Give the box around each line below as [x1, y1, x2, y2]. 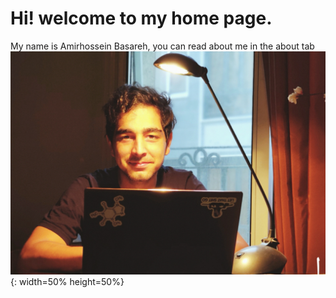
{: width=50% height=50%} [10, 275, 125, 287]
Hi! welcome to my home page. [10, 7, 273, 30]
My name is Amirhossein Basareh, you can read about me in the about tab [10, 40, 315, 52]
